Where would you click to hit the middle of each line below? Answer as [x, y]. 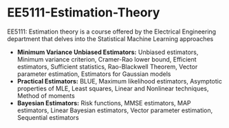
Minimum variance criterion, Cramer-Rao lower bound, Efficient [107, 59]
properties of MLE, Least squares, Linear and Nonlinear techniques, [113, 88]
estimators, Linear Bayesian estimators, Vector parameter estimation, [115, 110]
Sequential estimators [48, 117]
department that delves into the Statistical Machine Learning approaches [110, 38]
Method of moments [46, 95]
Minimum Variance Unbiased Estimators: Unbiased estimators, [108, 52]
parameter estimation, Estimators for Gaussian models [94, 74]
